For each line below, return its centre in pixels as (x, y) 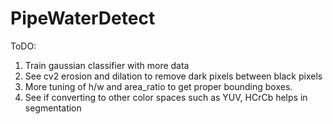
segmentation (53, 108)
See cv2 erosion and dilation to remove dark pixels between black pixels (173, 76)
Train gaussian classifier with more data (107, 65)
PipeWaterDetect (83, 18)
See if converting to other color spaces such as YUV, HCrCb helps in (166, 97)
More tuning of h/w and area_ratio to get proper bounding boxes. (158, 86)
